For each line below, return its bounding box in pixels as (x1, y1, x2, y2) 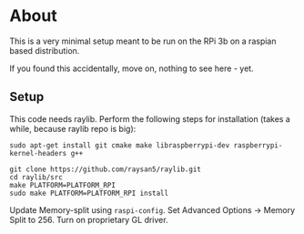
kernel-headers (9, 148, 67, 158)
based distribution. (9, 45, 80, 56)
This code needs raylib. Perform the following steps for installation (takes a (9, 113, 291, 124)
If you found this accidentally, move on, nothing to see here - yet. (9, 63, 254, 74)
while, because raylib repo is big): (9, 123, 137, 134)
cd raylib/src (9, 172, 64, 182)
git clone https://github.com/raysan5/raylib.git (9, 165, 202, 174)
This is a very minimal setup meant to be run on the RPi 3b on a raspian (9, 36, 277, 46)
